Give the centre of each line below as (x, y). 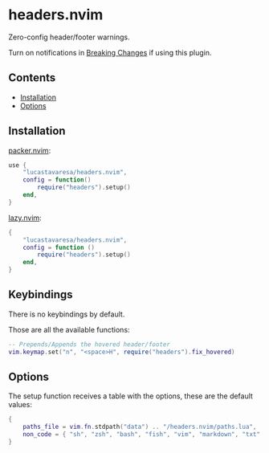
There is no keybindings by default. (67, 314)
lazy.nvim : (25, 218)
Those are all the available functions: (69, 329)
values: (20, 405)
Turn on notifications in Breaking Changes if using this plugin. (110, 52)
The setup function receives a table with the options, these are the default (130, 396)
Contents (32, 78)
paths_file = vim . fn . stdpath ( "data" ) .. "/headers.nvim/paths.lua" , (140, 427)
